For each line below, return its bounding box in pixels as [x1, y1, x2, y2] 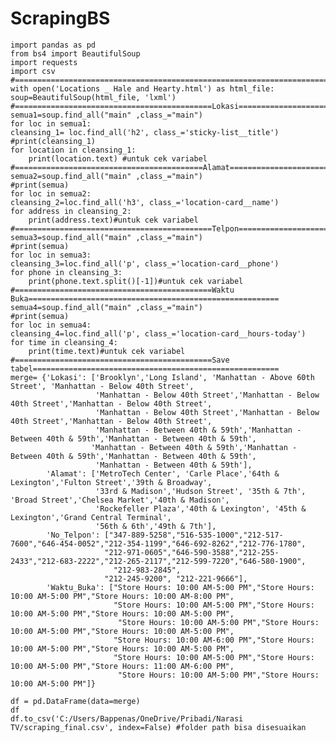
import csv [10, 66, 56, 76]
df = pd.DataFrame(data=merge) [10, 696, 141, 706]
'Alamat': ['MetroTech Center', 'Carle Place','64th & [46, 468, 280, 479]
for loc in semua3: [10, 250, 92, 260]
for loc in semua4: [10, 320, 92, 330]
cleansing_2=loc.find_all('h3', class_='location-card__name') [10, 197, 280, 207]
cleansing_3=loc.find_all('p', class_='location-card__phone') [10, 258, 280, 269]
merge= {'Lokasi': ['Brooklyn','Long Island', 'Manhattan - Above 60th [10, 372, 315, 382]
